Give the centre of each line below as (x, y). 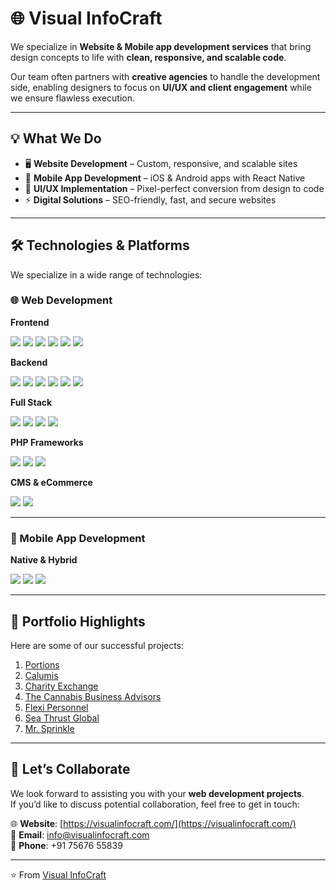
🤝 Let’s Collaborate (70, 769)
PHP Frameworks (47, 442)
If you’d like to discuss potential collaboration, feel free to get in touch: (155, 804)
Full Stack (31, 402)
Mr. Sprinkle (49, 728)
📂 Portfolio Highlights (78, 621)
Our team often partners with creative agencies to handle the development (165, 76)
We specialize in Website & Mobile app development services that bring (161, 46)
